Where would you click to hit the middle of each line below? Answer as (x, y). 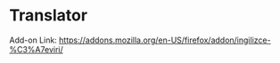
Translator (48, 16)
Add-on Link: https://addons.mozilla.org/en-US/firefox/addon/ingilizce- (140, 40)
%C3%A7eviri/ (37, 49)
